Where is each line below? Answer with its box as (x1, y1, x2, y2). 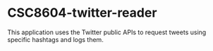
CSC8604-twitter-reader (7, 5, 157, 21)
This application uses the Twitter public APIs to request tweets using (7, 28, 207, 36)
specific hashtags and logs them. (7, 35, 104, 43)
